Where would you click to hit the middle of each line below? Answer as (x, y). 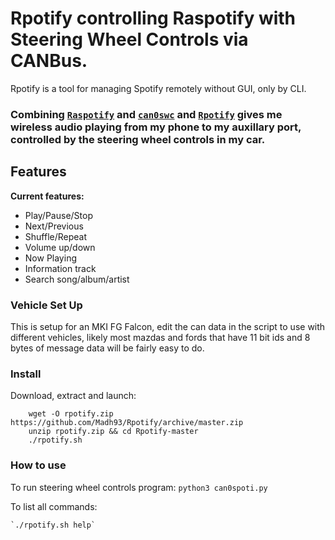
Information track (60, 268)
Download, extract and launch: (73, 396)
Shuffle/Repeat (56, 236)
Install (26, 374)
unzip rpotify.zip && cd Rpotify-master (113, 432)
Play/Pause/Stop (58, 215)
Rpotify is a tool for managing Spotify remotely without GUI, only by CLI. (158, 88)
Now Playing (50, 258)
